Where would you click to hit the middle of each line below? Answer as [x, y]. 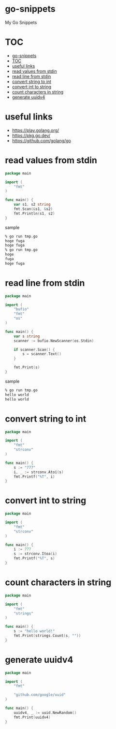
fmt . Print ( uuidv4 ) [32, 717]
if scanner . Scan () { [34, 349]
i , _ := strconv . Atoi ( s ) [39, 472]
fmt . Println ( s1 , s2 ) [34, 213]
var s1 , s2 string [32, 205]
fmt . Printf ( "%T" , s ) [34, 558]
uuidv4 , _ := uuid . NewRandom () [45, 712]
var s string [27, 336]
